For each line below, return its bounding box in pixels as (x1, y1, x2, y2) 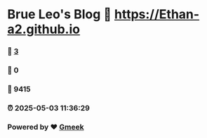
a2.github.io (7, 21, 81, 37)
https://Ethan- (114, 6, 200, 23)
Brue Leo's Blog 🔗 (7, 6, 112, 23)
